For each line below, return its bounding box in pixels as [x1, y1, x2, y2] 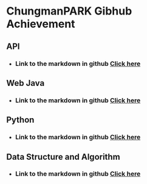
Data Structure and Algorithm [6, 151, 120, 162]
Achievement [6, 17, 75, 31]
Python [6, 115, 35, 125]
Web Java [6, 77, 45, 88]
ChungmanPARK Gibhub [6, 4, 132, 18]
